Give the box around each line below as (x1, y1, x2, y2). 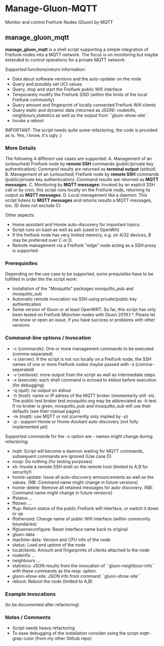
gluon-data (12, 531, 35, 537)
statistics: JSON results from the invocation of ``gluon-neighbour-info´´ (12, 563, 155, 568)
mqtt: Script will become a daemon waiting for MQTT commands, (12, 448, 144, 454)
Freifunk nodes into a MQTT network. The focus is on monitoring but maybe (5, 52, 158, 57)
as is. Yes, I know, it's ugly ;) (5, 132, 62, 138)
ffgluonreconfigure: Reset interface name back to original (12, 526, 128, 532)
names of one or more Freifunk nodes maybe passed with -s (12, 361, 135, 367)
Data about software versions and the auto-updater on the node (12, 76, 141, 81)
